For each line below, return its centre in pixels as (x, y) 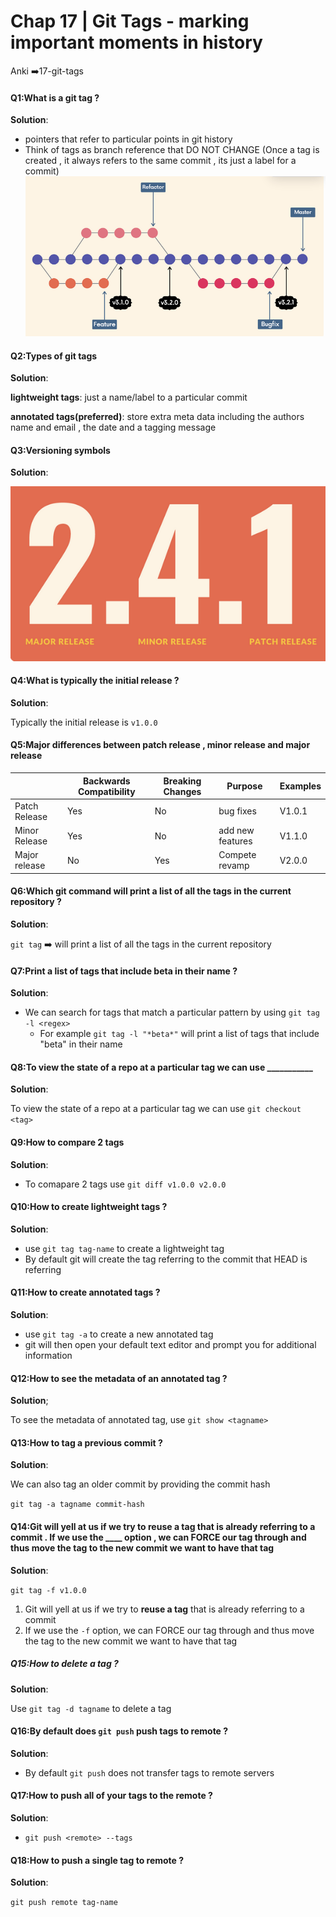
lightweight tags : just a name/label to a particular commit (129, 397)
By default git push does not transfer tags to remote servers (149, 1772)
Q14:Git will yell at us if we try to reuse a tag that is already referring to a (163, 1527)
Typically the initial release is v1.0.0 (84, 722)
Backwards (106, 781)
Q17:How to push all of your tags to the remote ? (111, 1796)
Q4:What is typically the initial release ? (95, 681)
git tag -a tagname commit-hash (77, 1505)
